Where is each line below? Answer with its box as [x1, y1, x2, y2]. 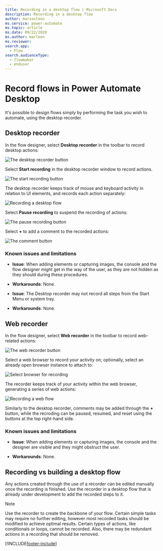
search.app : [5, 44, 29, 49]
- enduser [9, 62, 29, 67]
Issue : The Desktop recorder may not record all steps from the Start [12, 291, 149, 297]
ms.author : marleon [5, 35, 45, 40]
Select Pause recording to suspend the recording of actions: [5, 209, 128, 215]
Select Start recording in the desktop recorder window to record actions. [5, 166, 153, 172]
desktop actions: [5, 147, 39, 153]
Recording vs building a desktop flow [5, 468, 121, 476]
